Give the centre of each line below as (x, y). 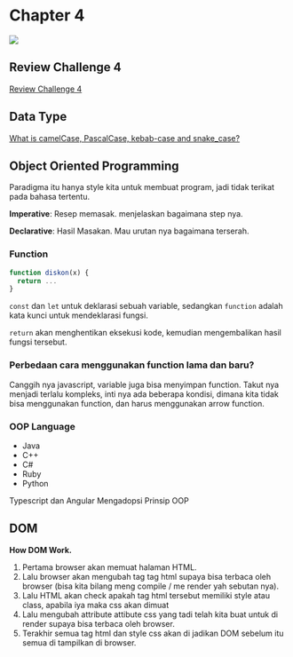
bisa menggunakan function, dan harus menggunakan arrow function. (137, 403)
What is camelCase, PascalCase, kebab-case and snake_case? (125, 138)
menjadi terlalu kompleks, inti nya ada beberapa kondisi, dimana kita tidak (144, 394)
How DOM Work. (41, 550)
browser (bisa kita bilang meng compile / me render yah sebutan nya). (150, 586)
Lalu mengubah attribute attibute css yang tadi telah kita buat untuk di (150, 614)
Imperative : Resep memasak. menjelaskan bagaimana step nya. (126, 214)
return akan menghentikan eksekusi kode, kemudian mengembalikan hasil (146, 333)
